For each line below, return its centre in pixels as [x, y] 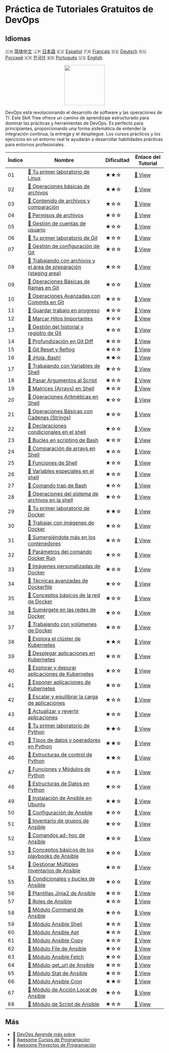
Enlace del [148, 157]
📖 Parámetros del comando [60, 552]
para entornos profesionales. [35, 144]
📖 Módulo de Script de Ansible [63, 1004]
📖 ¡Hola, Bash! [44, 358]
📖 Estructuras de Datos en [58, 784]
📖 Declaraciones [47, 426]
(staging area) [44, 273]
